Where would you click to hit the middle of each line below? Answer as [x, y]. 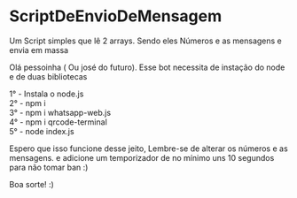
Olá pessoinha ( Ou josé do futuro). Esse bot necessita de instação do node [147, 67]
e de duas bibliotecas [48, 76]
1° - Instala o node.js [47, 94]
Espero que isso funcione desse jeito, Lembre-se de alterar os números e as [148, 148]
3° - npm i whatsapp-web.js [60, 112]
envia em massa [39, 49]
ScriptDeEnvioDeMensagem [116, 16]
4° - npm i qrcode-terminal [59, 122]
